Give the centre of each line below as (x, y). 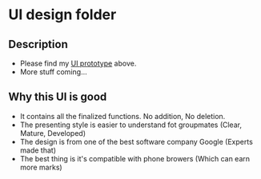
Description (38, 44)
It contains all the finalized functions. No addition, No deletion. (122, 116)
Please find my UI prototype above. (78, 63)
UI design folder (62, 15)
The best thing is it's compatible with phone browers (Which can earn (135, 158)
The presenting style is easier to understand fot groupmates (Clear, (131, 125)
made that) (38, 150)
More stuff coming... (53, 72)
